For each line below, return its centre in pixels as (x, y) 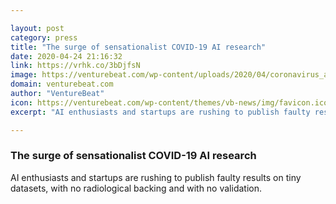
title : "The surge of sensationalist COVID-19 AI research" (138, 47)
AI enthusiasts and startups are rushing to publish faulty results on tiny (156, 177)
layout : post (37, 28)
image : (24, 75)
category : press (44, 37)
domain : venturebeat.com (62, 84)
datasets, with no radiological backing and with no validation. (136, 188)
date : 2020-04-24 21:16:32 (66, 56)
